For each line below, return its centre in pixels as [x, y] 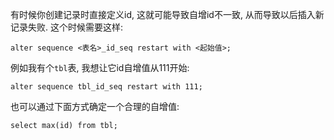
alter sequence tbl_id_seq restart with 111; [106, 87]
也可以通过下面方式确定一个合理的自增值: [95, 106]
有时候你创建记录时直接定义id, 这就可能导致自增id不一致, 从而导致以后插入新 [167, 14]
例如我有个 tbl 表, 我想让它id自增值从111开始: [100, 67]
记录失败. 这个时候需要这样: [67, 27]
